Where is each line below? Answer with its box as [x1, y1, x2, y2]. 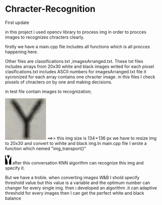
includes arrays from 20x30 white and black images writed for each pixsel [5, 63, 155, 69]
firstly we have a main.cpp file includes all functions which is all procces [5, 43, 150, 49]
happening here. [5, 49, 38, 55]
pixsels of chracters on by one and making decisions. [5, 79, 113, 85]
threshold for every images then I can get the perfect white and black [5, 190, 144, 196]
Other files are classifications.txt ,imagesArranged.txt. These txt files [5, 58, 143, 64]
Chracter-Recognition [5, 3, 96, 15]
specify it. [5, 165, 25, 171]
